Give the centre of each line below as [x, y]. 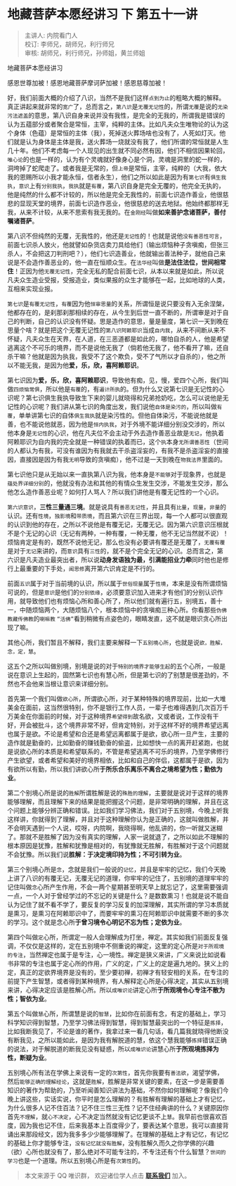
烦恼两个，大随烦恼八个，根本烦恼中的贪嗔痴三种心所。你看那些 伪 [126, 610]
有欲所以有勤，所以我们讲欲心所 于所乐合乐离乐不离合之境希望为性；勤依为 [115, 769]
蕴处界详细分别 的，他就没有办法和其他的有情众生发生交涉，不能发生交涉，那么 [118, 483]
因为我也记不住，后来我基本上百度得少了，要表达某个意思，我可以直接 [121, 1125]
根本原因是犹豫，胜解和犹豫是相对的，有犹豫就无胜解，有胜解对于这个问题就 [118, 845]
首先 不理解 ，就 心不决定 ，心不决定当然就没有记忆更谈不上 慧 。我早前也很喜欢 [114, 1116]
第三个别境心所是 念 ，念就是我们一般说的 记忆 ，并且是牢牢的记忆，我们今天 [113, 869]
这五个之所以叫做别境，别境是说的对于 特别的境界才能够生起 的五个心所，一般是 [117, 666]
